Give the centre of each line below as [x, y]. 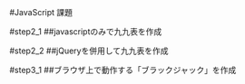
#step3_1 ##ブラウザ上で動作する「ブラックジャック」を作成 [123, 70]
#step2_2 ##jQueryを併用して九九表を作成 [89, 51]
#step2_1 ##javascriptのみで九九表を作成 [86, 32]
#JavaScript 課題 [41, 12]
